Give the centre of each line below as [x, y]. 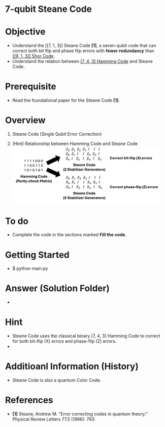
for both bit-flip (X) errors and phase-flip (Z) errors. [64, 341]
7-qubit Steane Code [49, 9]
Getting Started [37, 255]
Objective [25, 32]
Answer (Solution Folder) [57, 289]
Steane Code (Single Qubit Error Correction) [57, 134]
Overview [25, 120]
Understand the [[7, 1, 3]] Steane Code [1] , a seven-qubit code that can [84, 46]
